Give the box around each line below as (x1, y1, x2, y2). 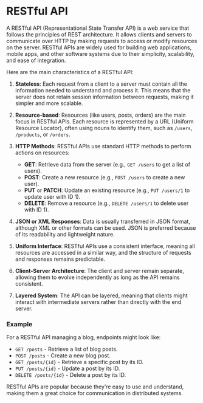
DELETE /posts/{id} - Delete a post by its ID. (15, 371, 126, 379)
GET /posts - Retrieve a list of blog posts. (15, 345, 118, 353)
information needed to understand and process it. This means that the (15, 86, 191, 94)
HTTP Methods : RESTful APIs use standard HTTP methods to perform (15, 142, 191, 150)
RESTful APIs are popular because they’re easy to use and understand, (6, 383, 184, 390)
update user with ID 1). (24, 193, 81, 200)
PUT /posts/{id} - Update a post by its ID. (15, 365, 120, 372)
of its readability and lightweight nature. (15, 230, 115, 238)
